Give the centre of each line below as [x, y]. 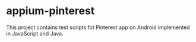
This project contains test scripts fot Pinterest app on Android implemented [98, 27]
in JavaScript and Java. [35, 33]
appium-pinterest [50, 11]
